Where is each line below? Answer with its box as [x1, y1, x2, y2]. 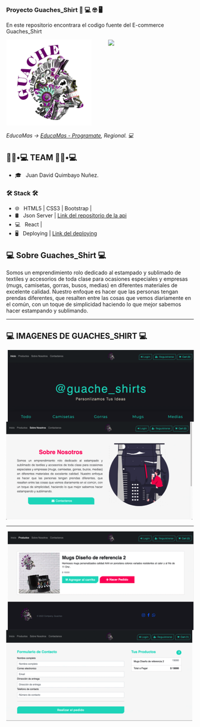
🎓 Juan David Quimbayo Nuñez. [14, 171, 99, 179]
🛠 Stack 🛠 [6, 189, 39, 198]
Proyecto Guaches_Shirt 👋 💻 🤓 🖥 [6, 5, 103, 14]
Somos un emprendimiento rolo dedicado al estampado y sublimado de [6, 269, 182, 277]
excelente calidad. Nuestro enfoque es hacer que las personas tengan [6, 288, 179, 295]
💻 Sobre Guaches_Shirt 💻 [6, 250, 107, 260]
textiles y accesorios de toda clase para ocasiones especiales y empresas [6, 275, 188, 283]
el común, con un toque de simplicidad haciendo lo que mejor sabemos [6, 301, 182, 308]
